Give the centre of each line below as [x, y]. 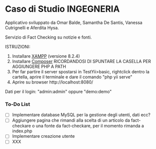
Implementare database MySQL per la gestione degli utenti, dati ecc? [81, 115]
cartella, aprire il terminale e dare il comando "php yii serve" [72, 77]
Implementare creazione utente [43, 136]
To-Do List [17, 104]
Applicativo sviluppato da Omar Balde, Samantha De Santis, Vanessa [74, 22]
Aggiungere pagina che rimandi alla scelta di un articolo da [71, 120]
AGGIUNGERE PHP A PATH [39, 66]
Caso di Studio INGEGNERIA [62, 9]
